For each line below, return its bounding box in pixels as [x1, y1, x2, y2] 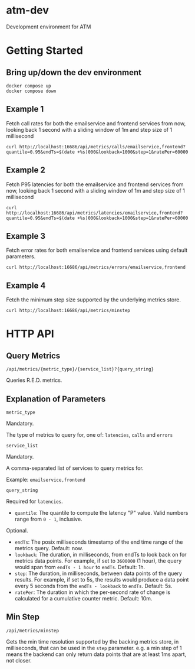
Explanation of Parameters [6, 394, 106, 404]
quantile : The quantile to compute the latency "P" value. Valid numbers [14, 509, 189, 516]
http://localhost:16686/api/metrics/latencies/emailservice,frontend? [6, 210, 183, 216]
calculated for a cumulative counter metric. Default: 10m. [14, 595, 153, 602]
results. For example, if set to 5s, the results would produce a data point [14, 576, 189, 583]
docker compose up [6, 83, 51, 89]
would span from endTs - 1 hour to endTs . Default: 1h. [14, 564, 146, 570]
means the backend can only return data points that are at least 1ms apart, [6, 651, 187, 658]
